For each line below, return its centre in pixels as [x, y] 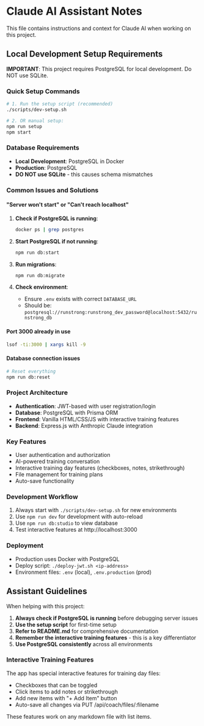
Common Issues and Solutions [53, 190]
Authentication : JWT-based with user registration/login [86, 406]
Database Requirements [43, 148]
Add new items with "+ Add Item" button [66, 698]
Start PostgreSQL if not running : [57, 241]
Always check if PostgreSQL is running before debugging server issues [107, 618]
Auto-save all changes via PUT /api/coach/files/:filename [87, 705]
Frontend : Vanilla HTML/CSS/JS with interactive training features [97, 419]
